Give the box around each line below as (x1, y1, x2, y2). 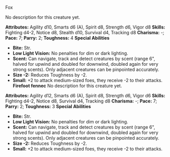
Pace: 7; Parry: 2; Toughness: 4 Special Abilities (5, 35, 110, 41)
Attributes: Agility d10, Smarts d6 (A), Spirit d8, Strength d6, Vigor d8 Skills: (5, 24, 165, 30)
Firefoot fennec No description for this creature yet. (12, 83, 122, 89)
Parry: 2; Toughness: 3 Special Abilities (5, 103, 91, 109)
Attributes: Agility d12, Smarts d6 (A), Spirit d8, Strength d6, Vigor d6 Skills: (5, 93, 165, 98)
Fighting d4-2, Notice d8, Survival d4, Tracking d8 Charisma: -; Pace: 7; (5, 98, 157, 104)
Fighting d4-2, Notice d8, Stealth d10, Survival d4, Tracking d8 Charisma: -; (5, 30, 164, 35)
